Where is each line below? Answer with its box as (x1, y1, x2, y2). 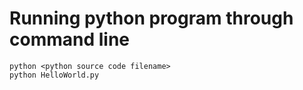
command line (9, 28, 131, 51)
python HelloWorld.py (9, 70, 100, 80)
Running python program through (9, 7, 294, 30)
